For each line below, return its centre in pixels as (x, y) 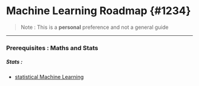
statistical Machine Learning (49, 77)
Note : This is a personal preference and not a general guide (94, 27)
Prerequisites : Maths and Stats (52, 48)
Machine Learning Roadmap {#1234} (99, 11)
